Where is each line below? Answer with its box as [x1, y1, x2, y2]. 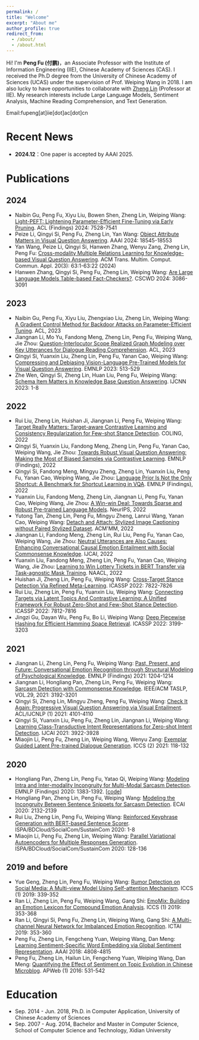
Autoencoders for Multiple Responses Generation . [14, 839, 138, 846]
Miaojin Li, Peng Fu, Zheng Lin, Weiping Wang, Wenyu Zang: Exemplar [14, 736, 188, 743]
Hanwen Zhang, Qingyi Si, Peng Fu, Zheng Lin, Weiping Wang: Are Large [14, 268, 194, 275]
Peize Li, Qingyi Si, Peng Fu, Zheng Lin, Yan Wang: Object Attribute [14, 230, 179, 238]
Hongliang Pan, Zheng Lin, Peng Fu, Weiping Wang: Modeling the [14, 795, 175, 802]
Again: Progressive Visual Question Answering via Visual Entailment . [14, 704, 183, 711]
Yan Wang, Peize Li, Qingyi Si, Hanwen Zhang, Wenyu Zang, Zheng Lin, [14, 243, 190, 250]
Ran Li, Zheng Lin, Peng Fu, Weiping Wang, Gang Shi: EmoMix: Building [14, 897, 190, 904]
